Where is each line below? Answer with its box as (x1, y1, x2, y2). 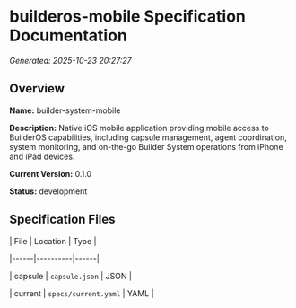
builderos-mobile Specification (9, 6, 247, 27)
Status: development (9, 186, 88, 197)
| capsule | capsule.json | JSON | (9, 270, 133, 281)
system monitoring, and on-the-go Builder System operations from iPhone (9, 141, 284, 152)
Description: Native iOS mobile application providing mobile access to (9, 122, 269, 133)
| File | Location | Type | (9, 235, 97, 246)
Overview (9, 81, 65, 96)
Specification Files (9, 212, 116, 227)
